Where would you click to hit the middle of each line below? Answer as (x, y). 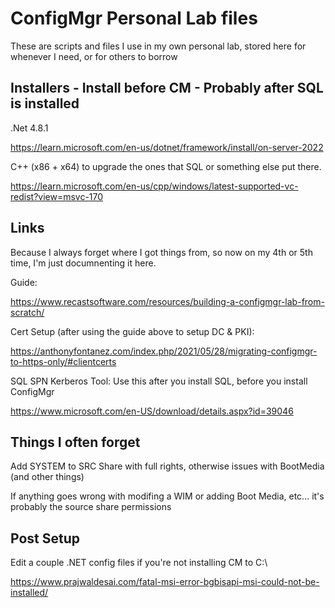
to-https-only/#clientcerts (63, 361)
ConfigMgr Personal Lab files (134, 18)
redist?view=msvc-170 (57, 196)
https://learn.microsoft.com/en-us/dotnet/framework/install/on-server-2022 (167, 147)
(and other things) (47, 477)
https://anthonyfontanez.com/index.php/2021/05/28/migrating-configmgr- (164, 351)
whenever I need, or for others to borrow (94, 56)
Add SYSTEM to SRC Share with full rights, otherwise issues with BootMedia (167, 466)
